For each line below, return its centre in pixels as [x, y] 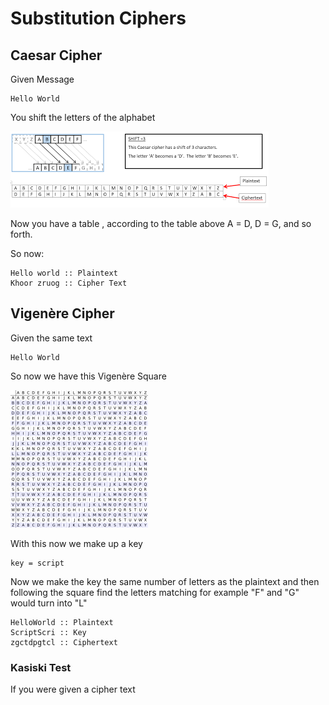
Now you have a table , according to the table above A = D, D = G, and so [161, 223]
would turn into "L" [49, 603]
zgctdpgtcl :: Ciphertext [64, 642]
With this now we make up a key [76, 543]
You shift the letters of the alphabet [83, 117]
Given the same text [51, 338]
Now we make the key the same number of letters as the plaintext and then [165, 581]
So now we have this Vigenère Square [88, 376]
